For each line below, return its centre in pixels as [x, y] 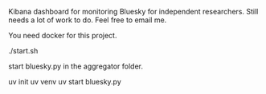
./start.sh [23, 51]
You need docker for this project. [63, 35]
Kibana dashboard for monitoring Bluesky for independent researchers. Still [133, 12]
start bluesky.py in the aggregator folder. [76, 66]
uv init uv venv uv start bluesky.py [65, 82]
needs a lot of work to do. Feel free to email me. [88, 20]
